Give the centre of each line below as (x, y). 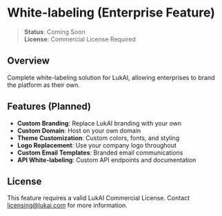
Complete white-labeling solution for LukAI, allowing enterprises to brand (111, 77)
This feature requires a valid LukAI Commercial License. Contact (99, 198)
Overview (29, 61)
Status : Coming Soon (55, 32)
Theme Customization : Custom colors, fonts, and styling (98, 138)
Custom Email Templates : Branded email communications (100, 153)
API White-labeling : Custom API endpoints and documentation (107, 159)
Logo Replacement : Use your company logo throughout (97, 145)
